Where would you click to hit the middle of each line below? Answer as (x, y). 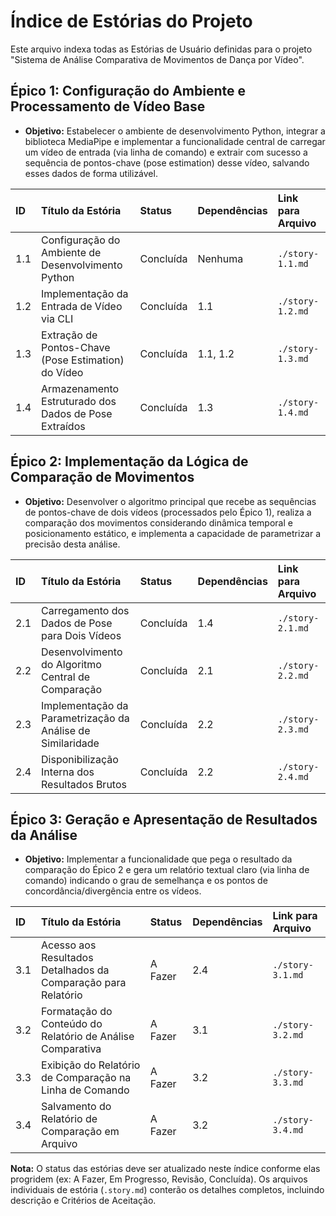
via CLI (57, 318)
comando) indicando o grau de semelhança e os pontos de (146, 881)
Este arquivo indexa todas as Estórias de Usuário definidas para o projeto (161, 49)
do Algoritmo (71, 664)
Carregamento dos (85, 610)
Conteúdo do (72, 1024)
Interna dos (68, 772)
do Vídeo (62, 372)
